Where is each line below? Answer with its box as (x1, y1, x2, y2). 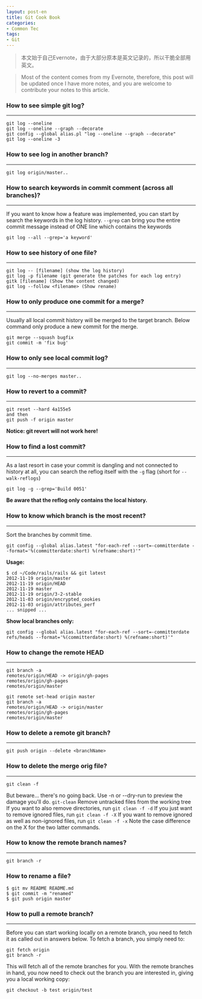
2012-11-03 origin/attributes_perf (6, 602, 96, 608)
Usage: (6, 558, 25, 566)
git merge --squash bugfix (6, 335, 74, 341)
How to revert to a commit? (6, 387, 87, 396)
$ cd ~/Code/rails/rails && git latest (6, 570, 106, 576)
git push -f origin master (6, 417, 74, 423)
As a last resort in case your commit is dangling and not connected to (6, 462, 179, 469)
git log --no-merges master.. (6, 373, 82, 379)
